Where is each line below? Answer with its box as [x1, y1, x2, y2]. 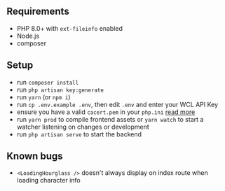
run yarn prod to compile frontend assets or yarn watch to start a [16, 115, 204, 123]
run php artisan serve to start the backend [16, 129, 142, 139]
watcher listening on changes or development [16, 122, 149, 131]
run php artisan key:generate [16, 85, 104, 94]
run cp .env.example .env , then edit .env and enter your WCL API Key [16, 100, 219, 108]
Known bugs [6, 150, 64, 162]
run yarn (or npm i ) [16, 92, 71, 101]
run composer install [16, 78, 79, 86]
